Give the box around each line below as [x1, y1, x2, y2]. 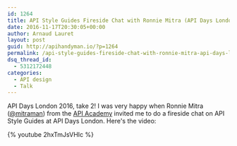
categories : [7, 69, 42, 76]
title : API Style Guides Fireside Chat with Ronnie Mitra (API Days [7, 17, 213, 24]
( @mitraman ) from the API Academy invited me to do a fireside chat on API [7, 109, 225, 118]
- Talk [13, 83, 33, 90]
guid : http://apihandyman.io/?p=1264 [7, 43, 119, 50]
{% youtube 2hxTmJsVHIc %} [7, 130, 94, 139]
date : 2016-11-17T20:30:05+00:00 [7, 23, 106, 30]
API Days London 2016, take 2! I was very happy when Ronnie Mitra [7, 102, 204, 110]
